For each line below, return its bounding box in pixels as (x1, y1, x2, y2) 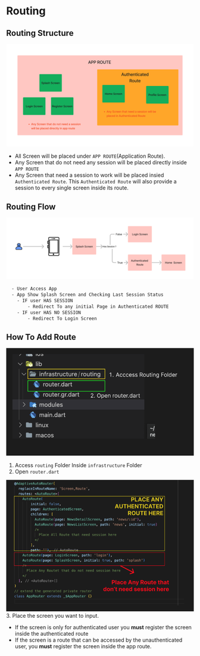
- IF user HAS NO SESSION (17, 309, 82, 316)
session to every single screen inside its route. (14, 184, 129, 192)
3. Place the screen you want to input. (6, 612, 99, 619)
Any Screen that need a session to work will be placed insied (14, 171, 164, 179)
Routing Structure (6, 28, 74, 38)
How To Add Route (6, 332, 76, 342)
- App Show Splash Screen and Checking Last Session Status (11, 292, 164, 298)
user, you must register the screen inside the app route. (14, 642, 152, 649)
